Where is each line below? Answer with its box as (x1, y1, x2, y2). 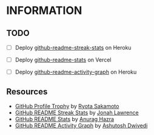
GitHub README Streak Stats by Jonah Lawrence (15, 109, 139, 116)
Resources (6, 86, 48, 97)
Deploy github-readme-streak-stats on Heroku (15, 44, 132, 51)
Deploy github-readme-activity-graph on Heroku (15, 68, 137, 76)
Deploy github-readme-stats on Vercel (15, 56, 112, 64)
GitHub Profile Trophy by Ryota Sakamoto (15, 103, 119, 109)
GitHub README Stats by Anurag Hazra (15, 116, 114, 122)
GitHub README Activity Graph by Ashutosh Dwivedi (15, 122, 148, 129)
